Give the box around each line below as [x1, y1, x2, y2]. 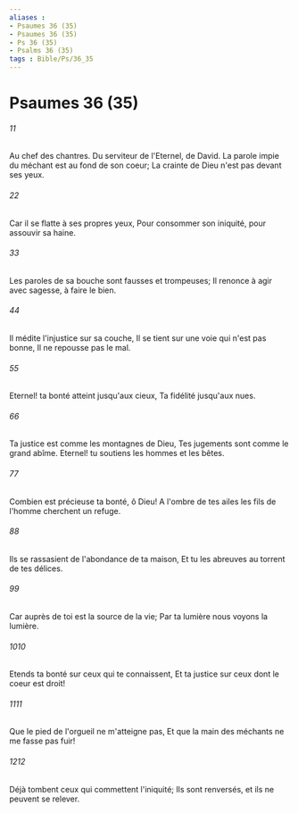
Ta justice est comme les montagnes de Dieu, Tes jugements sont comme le [9, 438, 289, 449]
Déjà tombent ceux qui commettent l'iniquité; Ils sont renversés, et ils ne [9, 784, 275, 794]
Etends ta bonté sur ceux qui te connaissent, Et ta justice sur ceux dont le [9, 668, 279, 679]
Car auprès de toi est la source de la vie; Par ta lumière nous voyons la [9, 611, 269, 622]
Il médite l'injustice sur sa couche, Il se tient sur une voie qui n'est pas [9, 333, 267, 344]
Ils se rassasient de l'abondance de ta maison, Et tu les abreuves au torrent [9, 553, 286, 564]
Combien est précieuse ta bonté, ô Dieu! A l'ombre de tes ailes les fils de [9, 496, 277, 507]
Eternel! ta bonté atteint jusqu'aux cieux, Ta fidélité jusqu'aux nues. [9, 390, 256, 402]
